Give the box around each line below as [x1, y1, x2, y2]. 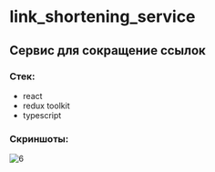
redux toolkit [22, 100, 70, 111]
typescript [22, 109, 62, 120]
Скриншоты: [9, 132, 69, 145]
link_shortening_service [9, 6, 196, 27]
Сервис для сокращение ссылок [9, 43, 207, 58]
